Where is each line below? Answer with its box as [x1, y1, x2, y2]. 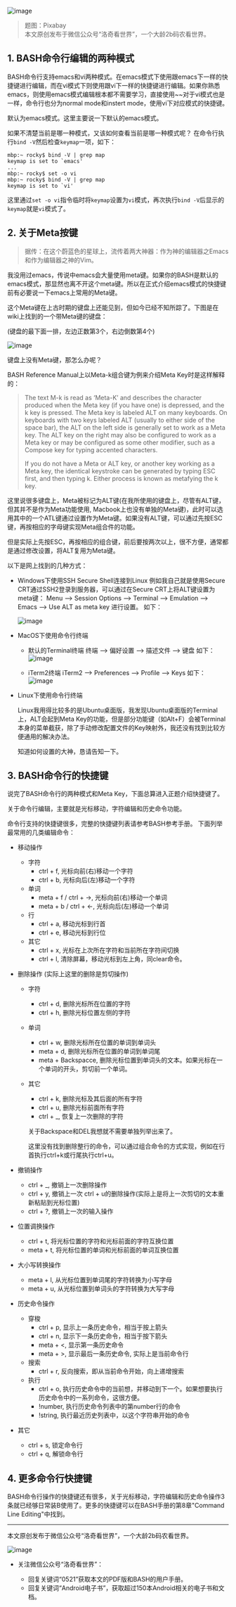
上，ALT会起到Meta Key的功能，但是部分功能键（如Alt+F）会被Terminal [17, 715, 226, 723]
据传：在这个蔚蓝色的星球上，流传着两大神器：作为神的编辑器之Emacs [24, 247, 229, 255]
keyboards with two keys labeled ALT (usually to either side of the [24, 416, 216, 424]
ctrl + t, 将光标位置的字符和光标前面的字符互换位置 [27, 1237, 174, 1246]
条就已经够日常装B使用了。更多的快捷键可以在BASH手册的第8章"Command [7, 1502, 225, 1510]
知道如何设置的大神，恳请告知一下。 [17, 747, 123, 755]
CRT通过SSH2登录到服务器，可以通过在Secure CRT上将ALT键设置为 [17, 584, 216, 594]
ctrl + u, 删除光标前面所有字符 [38, 1103, 125, 1112]
